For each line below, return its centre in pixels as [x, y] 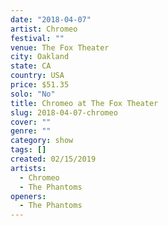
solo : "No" [33, 94]
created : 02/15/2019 [53, 159]
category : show [42, 141]
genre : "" [31, 131]
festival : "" [37, 38]
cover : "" [31, 122]
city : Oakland [40, 57]
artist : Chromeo [44, 29]
